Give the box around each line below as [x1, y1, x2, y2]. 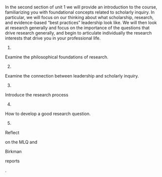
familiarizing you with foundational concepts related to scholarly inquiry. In [5, 9, 155, 15]
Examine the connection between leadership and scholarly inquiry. [5, 73, 139, 79]
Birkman [5, 149, 22, 154]
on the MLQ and [5, 139, 38, 145]
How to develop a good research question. [5, 111, 91, 117]
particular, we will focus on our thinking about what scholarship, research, [5, 15, 154, 20]
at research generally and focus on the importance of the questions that [5, 25, 150, 31]
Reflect [5, 130, 20, 136]
